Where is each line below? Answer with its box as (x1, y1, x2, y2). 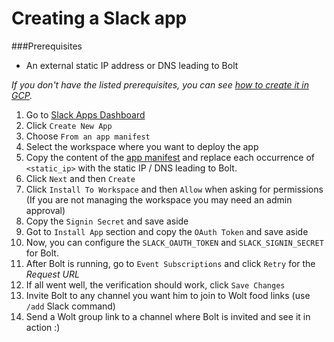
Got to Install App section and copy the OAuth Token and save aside (25, 225, 309, 237)
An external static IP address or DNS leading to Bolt (25, 59, 239, 71)
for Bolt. (25, 247, 59, 259)
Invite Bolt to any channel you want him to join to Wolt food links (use (25, 289, 311, 301)
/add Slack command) (25, 300, 116, 312)
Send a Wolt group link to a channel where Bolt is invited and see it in (25, 310, 311, 322)
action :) (25, 321, 61, 333)
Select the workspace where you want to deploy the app (25, 140, 259, 152)
